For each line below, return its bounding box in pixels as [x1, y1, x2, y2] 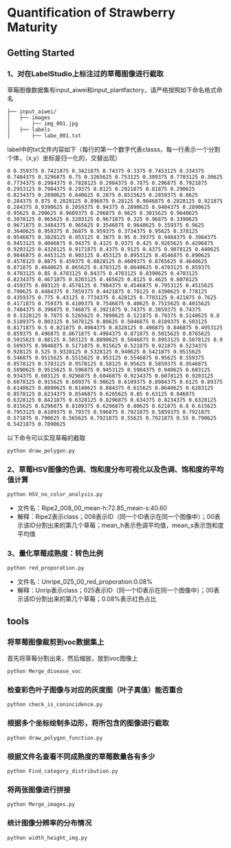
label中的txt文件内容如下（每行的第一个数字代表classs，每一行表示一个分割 [7, 145, 221, 153]
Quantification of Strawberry [7, 5, 176, 21]
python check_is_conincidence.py [7, 701, 103, 708]
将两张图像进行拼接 [7, 785, 71, 794]
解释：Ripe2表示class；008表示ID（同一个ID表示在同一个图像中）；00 [16, 513, 215, 521]
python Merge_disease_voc [7, 668, 81, 675]
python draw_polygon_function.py [7, 734, 103, 741]
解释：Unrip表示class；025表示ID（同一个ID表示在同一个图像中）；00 [16, 586, 214, 594]
